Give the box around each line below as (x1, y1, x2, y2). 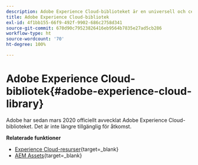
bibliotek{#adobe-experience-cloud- (6, 85, 192, 98)
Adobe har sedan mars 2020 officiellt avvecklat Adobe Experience (6, 116, 168, 124)
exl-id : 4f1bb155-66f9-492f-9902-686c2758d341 (6, 19, 123, 25)
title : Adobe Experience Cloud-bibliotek (6, 14, 110, 20)
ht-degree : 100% (6, 42, 46, 48)
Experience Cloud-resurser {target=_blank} (14, 146, 119, 153)
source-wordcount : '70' (6, 36, 65, 42)
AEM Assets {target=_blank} (14, 151, 82, 159)
